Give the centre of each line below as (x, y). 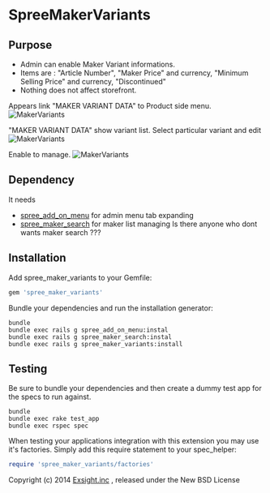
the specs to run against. (50, 397)
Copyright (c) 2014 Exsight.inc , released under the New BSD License (124, 480)
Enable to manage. (40, 154)
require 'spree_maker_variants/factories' (81, 465)
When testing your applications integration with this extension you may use (134, 441)
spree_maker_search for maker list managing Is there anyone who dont (139, 224)
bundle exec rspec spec (49, 426)
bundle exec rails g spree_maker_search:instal (90, 337)
